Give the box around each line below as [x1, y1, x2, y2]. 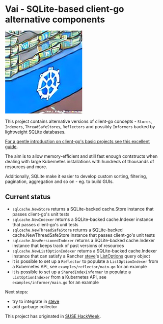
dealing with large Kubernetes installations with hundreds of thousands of [5, 158, 155, 164]
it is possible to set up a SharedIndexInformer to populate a [12, 269, 131, 275]
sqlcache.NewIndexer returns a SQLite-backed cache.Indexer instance [12, 216, 154, 222]
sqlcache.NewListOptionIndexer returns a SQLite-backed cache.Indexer [12, 248, 157, 253]
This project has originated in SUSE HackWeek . [5, 313, 101, 319]
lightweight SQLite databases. [5, 129, 66, 135]
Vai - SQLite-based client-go [5, 3, 124, 15]
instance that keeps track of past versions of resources [12, 243, 124, 249]
